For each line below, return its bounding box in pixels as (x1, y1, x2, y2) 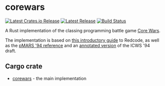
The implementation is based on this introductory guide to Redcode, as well (5, 37, 160, 43)
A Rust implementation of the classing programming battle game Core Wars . (5, 27, 161, 33)
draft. (5, 48, 16, 54)
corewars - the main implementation (12, 75, 87, 81)
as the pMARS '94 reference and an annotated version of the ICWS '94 (5, 42, 150, 48)
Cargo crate (5, 62, 43, 71)
